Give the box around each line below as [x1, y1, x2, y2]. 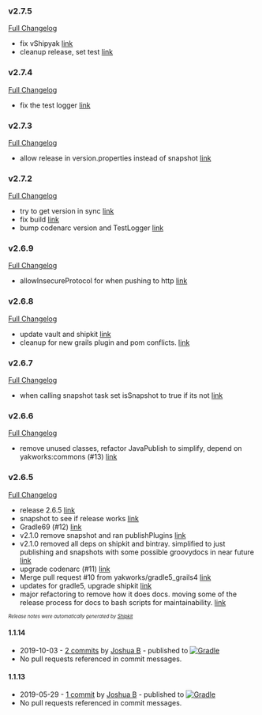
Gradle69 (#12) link [19, 522, 82, 532]
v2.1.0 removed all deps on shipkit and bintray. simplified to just [19, 539, 226, 548]
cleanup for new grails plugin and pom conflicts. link [19, 338, 190, 347]
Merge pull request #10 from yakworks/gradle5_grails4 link [19, 572, 211, 582]
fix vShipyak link [19, 39, 73, 48]
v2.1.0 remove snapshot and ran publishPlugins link [19, 530, 186, 539]
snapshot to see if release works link [19, 513, 140, 523]
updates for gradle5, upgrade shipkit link [19, 581, 152, 590]
